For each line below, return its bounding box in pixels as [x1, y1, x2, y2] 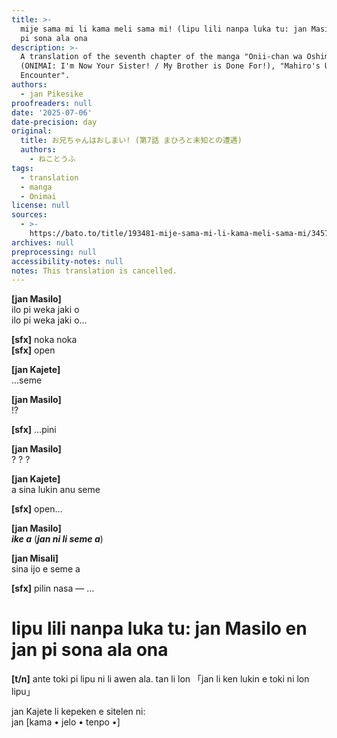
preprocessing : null [11, 247, 98, 257]
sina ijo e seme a [11, 563, 81, 575]
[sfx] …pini [11, 424, 57, 436]
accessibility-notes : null [11, 256, 124, 266]
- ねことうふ [29, 154, 76, 164]
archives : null [11, 237, 75, 248]
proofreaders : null [11, 98, 93, 108]
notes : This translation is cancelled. [11, 266, 178, 276]
